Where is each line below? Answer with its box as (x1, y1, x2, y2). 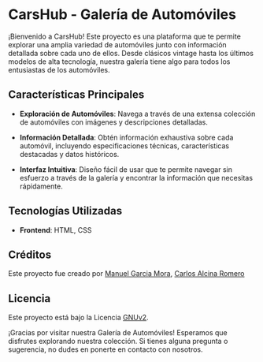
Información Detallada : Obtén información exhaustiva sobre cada (19, 132, 234, 142)
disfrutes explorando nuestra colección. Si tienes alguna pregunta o (8, 337, 228, 346)
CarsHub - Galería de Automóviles (8, 6, 236, 24)
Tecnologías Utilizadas (8, 204, 123, 218)
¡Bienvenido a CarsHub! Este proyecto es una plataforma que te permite (8, 32, 242, 41)
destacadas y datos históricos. (19, 149, 120, 159)
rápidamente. (19, 181, 63, 191)
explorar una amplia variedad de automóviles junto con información (8, 39, 227, 49)
